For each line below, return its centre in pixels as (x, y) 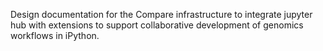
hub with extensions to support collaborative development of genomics (157, 25)
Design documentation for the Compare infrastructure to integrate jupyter (161, 14)
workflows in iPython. (55, 35)
